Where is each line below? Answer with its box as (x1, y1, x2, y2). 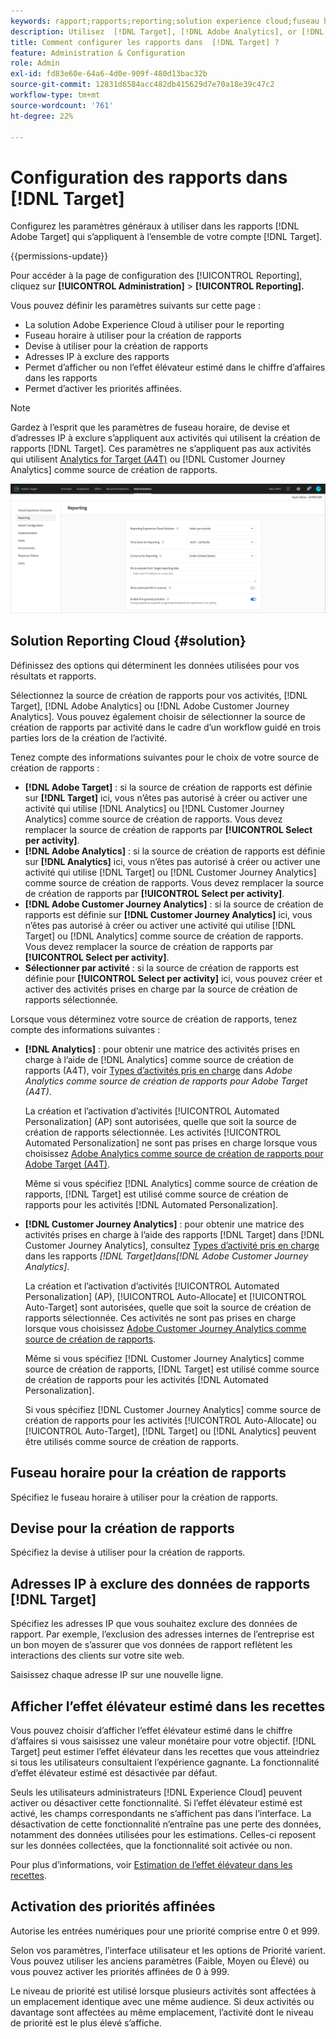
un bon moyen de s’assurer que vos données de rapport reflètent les (10, 1639, 293, 1651)
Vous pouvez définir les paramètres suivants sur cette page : (10, 300, 261, 312)
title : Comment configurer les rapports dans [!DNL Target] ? (10, 37, 280, 47)
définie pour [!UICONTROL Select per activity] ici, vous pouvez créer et (24, 972, 323, 984)
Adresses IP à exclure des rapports (24, 351, 170, 363)
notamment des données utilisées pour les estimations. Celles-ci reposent (10, 1829, 316, 1841)
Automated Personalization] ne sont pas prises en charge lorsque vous (24, 1136, 318, 1149)
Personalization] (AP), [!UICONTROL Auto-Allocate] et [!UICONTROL (24, 1290, 307, 1302)
